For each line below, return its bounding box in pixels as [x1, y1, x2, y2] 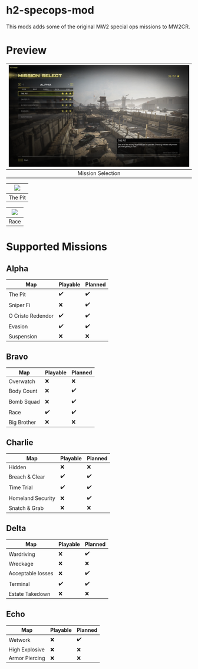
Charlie [6, 437, 34, 447]
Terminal [8, 581, 30, 588]
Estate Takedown [8, 590, 51, 597]
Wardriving [8, 551, 35, 558]
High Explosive [8, 646, 45, 653]
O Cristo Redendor [8, 312, 54, 319]
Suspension [8, 332, 38, 340]
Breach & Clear [8, 473, 45, 480]
